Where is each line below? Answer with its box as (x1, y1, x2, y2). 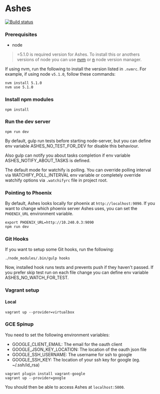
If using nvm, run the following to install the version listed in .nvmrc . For (5, 66, 146, 72)
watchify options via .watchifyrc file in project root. (5, 177, 108, 183)
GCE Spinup (5, 321, 34, 328)
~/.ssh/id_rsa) (12, 362, 40, 368)
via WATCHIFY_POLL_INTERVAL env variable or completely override (5, 172, 141, 178)
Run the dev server (5, 118, 51, 125)
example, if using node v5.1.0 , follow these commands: (5, 71, 116, 77)
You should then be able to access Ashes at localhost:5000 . (5, 384, 125, 390)
